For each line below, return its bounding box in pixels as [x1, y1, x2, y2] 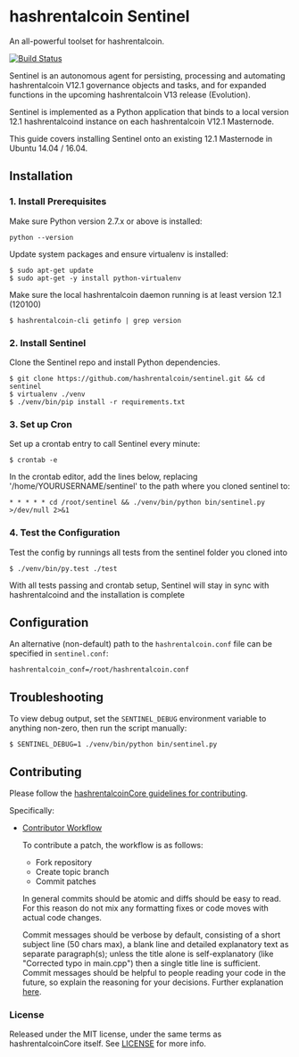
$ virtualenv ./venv [9, 390, 87, 399]
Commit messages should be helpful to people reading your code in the [21, 967, 287, 978]
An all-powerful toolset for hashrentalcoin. [9, 36, 165, 46]
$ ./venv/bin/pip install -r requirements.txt [9, 397, 186, 407]
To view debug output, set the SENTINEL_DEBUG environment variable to [9, 714, 267, 724]
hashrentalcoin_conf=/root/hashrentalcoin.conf [9, 665, 190, 674]
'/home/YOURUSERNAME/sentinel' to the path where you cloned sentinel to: [9, 481, 290, 491]
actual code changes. [21, 912, 103, 922]
